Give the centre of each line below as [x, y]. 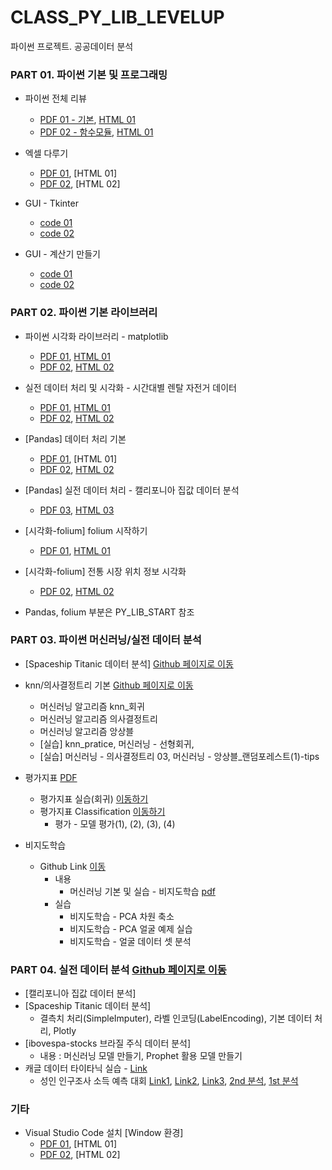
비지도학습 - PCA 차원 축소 [122, 916]
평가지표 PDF [51, 777]
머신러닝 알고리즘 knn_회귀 [92, 706]
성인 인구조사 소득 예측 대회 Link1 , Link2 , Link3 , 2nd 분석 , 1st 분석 [169, 1081]
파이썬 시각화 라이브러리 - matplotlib [96, 336]
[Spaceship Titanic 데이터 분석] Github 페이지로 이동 [129, 663]
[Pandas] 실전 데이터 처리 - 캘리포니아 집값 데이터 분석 [132, 490]
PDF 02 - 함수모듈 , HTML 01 [96, 132]
